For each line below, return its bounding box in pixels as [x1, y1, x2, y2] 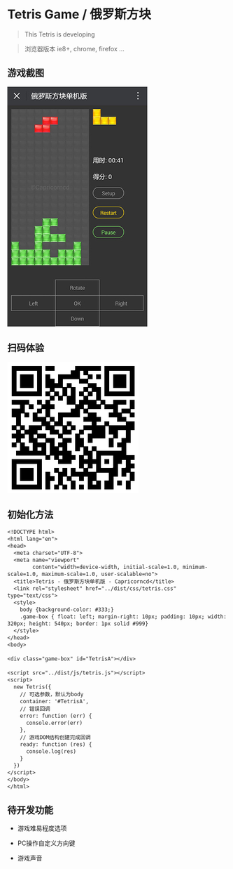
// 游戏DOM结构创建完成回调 [20, 734, 91, 741]
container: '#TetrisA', [20, 698, 90, 705]
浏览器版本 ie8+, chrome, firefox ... [24, 44, 125, 53]
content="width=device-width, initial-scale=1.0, [32, 563, 180, 571]
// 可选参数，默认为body [20, 691, 84, 698]
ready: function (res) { [20, 741, 92, 748]
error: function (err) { [20, 712, 92, 720]
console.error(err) [25, 719, 83, 727]
